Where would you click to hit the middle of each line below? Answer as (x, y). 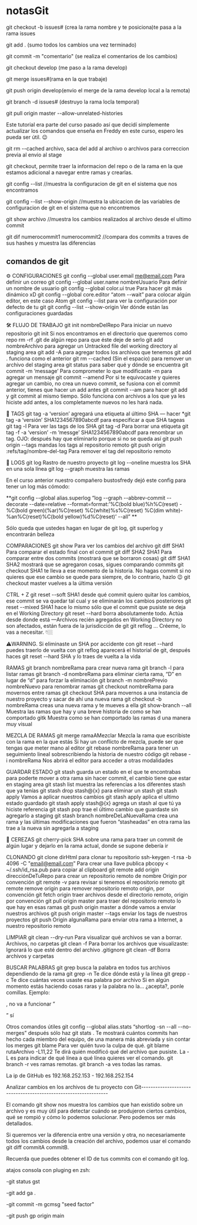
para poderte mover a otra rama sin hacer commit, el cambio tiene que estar (98, 778)
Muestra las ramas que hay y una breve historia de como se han (84, 711)
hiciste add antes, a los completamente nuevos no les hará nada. (85, 402)
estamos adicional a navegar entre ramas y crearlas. (70, 172)
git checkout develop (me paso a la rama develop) (67, 67)
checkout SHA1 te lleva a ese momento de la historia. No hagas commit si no (98, 570)
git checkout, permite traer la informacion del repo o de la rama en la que (95, 166)
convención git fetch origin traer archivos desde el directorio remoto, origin (97, 894)
